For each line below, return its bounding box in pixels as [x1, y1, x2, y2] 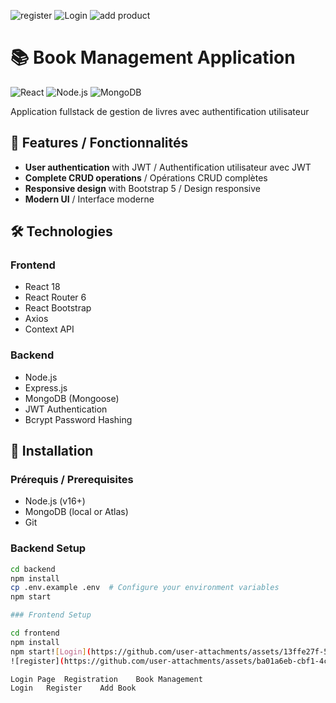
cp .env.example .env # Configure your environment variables [10, 583, 280, 593]
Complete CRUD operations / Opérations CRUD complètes [24, 171, 268, 184]
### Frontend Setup [10, 610, 92, 620]
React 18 [24, 281, 61, 293]
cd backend [10, 564, 56, 574]
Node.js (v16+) [24, 495, 86, 507]
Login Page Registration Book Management [10, 674, 203, 684]
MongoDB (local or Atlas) [24, 506, 129, 518]
